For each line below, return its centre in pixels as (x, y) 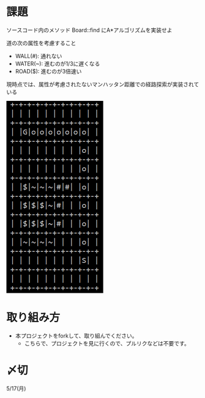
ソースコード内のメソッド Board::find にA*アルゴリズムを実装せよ (89, 30)
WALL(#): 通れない (39, 56)
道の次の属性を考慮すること (41, 43)
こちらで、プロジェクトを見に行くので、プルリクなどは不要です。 (107, 343)
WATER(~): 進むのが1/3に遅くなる (58, 64)
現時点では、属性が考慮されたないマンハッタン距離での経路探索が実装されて (103, 84)
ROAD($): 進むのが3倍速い (48, 71)
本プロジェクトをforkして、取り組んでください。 (76, 336)
